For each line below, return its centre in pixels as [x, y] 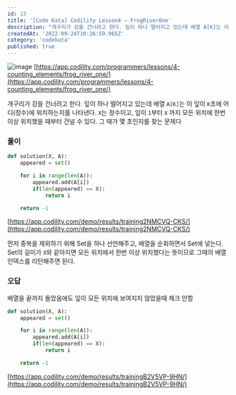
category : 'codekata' [39, 40]
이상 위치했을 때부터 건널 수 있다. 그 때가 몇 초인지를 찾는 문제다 [94, 121]
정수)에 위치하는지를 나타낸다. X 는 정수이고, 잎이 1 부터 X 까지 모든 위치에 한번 [120, 113]
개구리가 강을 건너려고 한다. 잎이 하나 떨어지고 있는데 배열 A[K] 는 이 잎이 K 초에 [114, 104]
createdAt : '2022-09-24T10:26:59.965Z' [66, 34]
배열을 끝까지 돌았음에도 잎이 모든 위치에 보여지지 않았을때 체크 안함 [100, 298]
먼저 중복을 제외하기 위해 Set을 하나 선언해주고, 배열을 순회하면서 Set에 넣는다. [116, 243]
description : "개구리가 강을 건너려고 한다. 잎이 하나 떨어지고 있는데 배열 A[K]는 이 [118, 27]
